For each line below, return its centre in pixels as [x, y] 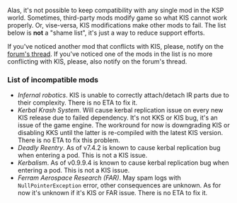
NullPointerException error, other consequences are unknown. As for [119, 185]
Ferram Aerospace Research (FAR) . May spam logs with [99, 178]
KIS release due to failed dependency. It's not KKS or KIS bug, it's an [117, 118]
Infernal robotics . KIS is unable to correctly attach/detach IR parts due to [123, 95]
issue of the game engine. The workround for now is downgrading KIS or [123, 125]
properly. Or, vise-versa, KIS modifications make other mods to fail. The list [117, 25]
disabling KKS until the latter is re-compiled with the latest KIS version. [120, 133]
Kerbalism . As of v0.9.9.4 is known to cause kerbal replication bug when [123, 163]
